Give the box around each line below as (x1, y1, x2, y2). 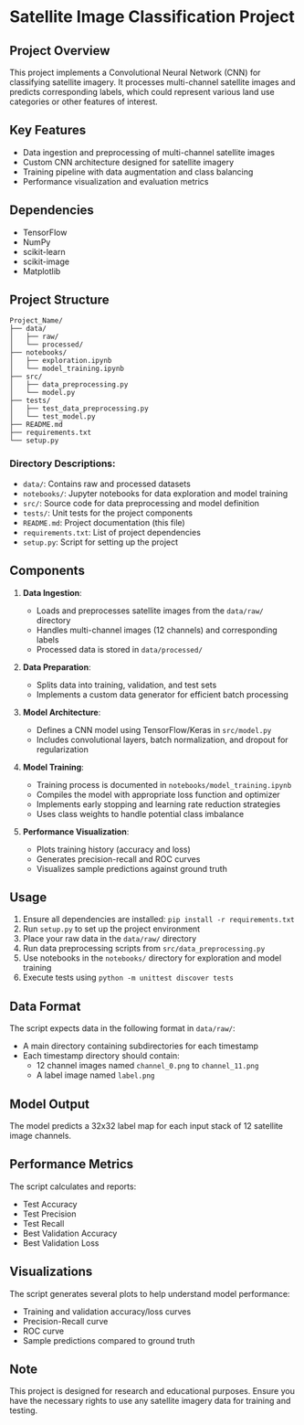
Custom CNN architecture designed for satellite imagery (22, 156, 235, 167)
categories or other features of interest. (9, 96, 158, 107)
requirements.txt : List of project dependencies (22, 526, 201, 537)
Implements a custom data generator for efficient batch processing (36, 688, 289, 700)
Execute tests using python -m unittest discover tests (22, 972, 235, 984)
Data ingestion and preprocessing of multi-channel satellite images (22, 146, 276, 157)
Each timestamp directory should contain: (22, 1050, 180, 1061)
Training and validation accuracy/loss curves (22, 1305, 192, 1317)
